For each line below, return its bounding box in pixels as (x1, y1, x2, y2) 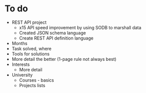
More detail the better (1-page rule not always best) (11, 56, 117, 62)
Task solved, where (11, 46, 52, 51)
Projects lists (19, 82, 45, 88)
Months (11, 40, 28, 46)
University (11, 72, 33, 78)
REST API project (11, 19, 47, 25)
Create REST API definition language (19, 35, 94, 41)
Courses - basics (19, 77, 54, 83)
